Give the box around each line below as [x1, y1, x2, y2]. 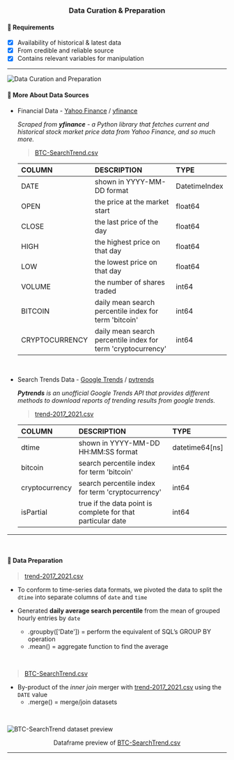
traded [94, 286, 117, 296]
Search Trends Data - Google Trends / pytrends [17, 375, 155, 383]
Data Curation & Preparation [68, 6, 166, 15]
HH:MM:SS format [78, 447, 138, 457]
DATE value [17, 690, 47, 698]
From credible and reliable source [17, 46, 114, 55]
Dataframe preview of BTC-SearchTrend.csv [53, 738, 181, 747]
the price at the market [94, 196, 169, 206]
